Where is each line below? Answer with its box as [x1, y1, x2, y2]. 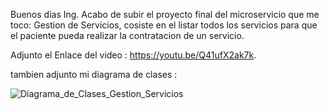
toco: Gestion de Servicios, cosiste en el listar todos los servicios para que [10, 19, 318, 31]
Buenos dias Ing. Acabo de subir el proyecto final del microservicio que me [10, 9, 320, 20]
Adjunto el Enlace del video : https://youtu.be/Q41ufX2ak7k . [10, 49, 257, 61]
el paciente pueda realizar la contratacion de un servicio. [10, 30, 245, 41]
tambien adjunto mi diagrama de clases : [10, 69, 178, 80]
